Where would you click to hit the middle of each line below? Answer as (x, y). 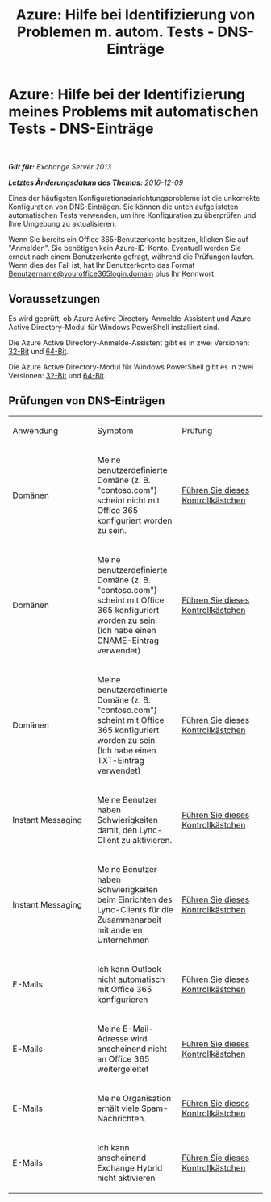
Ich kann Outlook (129, 969)
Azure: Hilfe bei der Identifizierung (127, 95)
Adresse (113, 1038)
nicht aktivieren (126, 1178)
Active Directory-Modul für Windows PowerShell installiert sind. (114, 327)
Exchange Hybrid (130, 1167)
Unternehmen (123, 940)
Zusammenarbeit (129, 920)
